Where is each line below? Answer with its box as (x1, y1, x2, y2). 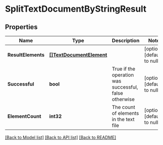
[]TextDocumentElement (49, 52, 108, 58)
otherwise (112, 96, 135, 103)
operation (112, 72, 134, 78)
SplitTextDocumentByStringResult (5, 3, 147, 15)
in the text (112, 116, 135, 123)
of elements (112, 110, 139, 116)
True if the (112, 66, 136, 72)
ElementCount (7, 113, 41, 120)
